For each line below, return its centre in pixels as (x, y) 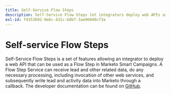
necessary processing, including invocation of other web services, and (80, 75)
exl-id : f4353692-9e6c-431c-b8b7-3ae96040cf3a (55, 19)
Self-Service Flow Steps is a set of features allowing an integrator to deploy (84, 59)
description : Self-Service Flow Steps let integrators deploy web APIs (83, 15)
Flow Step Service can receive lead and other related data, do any (75, 70)
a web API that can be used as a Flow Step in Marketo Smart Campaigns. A (84, 64)
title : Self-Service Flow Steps (39, 10)
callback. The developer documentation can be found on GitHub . (73, 86)
